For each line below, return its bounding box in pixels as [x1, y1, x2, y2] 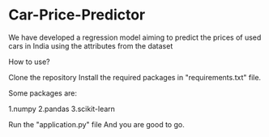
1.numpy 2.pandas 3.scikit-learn [8, 104, 116, 113]
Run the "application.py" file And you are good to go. [8, 119, 185, 129]
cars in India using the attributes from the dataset [8, 41, 173, 50]
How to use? [8, 57, 50, 66]
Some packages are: [8, 88, 78, 98]
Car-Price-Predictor [8, 6, 146, 24]
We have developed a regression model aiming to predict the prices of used [8, 32, 262, 42]
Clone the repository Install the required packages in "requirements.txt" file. [8, 72, 262, 82]
